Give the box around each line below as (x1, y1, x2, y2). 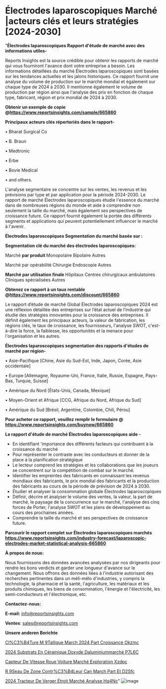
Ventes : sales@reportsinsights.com (5, 620, 78, 626)
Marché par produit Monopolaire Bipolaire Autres (5, 252, 106, 258)
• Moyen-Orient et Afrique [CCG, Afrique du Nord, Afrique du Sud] (5, 397, 141, 403)
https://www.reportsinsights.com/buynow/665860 (5, 422, 114, 428)
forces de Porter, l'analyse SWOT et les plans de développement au (12, 504, 151, 510)
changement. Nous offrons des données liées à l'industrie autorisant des (5, 570, 154, 576)
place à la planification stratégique (12, 456, 83, 462)
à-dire (5, 328, 18, 334)
